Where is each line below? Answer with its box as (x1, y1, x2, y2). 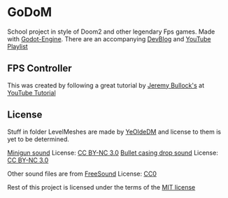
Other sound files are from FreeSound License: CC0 (7, 169, 157, 178)
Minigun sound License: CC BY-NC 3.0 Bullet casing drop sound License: (7, 148, 218, 157)
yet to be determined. (7, 134, 70, 143)
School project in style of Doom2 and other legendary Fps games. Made (7, 27, 215, 36)
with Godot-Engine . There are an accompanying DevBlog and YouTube (7, 34, 211, 43)
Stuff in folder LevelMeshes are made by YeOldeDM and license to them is (7, 127, 222, 136)
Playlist (7, 42, 28, 50)
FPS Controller (7, 62, 72, 74)
